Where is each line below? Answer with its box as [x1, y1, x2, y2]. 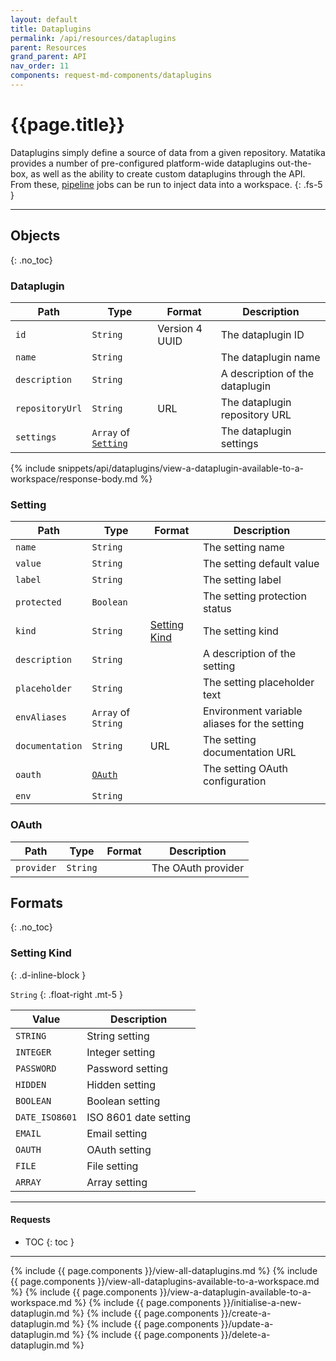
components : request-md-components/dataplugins [10, 71, 213, 81]
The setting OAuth [202, 762, 288, 776]
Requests [10, 1214, 51, 1226]
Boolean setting [86, 1094, 161, 1108]
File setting [86, 1159, 139, 1173]
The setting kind [202, 624, 279, 638]
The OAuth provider [151, 861, 245, 875]
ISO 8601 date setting [86, 1110, 191, 1124]
